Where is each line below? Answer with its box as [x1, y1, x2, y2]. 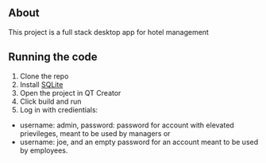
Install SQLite [19, 79, 64, 89]
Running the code [8, 51, 98, 64]
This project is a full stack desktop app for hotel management [8, 27, 209, 36]
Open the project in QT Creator [19, 88, 121, 97]
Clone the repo [19, 71, 69, 81]
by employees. [19, 146, 68, 155]
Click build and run [19, 97, 82, 106]
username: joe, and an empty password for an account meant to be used [19, 137, 259, 146]
